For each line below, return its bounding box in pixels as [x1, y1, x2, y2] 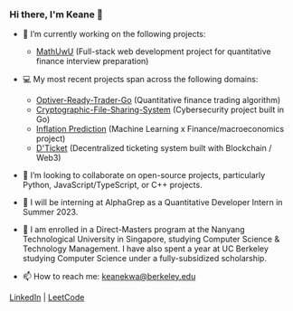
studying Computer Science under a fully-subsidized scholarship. [22, 253, 267, 264]
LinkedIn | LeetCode [9, 292, 85, 303]
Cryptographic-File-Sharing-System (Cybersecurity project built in [35, 104, 285, 116]
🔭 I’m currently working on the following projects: [22, 29, 206, 40]
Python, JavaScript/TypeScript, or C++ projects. [22, 180, 203, 191]
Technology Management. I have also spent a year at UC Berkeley [22, 243, 269, 254]
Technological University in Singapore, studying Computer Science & [22, 234, 280, 245]
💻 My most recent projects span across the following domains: [22, 74, 259, 85]
